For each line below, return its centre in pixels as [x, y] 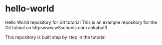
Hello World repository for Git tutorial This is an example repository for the [81, 22]
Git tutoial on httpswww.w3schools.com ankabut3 [56, 27]
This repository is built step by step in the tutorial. [56, 37]
